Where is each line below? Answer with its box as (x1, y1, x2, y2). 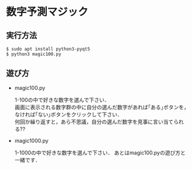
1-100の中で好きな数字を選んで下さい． (14, 96, 110, 103)
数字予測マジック (6, 5, 89, 19)
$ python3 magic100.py (6, 51, 61, 57)
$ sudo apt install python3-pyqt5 (6, 46, 91, 52)
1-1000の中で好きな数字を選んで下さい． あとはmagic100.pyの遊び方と (14, 149, 186, 156)
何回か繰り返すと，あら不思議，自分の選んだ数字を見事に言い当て (14, 118, 174, 125)
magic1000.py (14, 137, 49, 144)
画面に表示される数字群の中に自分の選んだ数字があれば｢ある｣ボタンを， (14, 103, 189, 111)
